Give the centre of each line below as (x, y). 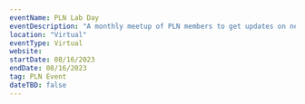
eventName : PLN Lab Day (54, 18)
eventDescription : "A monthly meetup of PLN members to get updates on (148, 26)
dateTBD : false (38, 85)
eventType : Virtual (46, 43)
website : (26, 52)
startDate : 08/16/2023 (52, 60)
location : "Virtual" (49, 34)
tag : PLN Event (38, 77)
